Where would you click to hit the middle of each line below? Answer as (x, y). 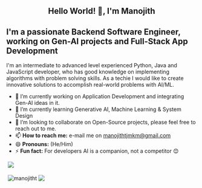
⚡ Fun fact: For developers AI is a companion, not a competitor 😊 (97, 151)
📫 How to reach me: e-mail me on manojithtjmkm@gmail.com (93, 136)
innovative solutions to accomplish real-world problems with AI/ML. (90, 85)
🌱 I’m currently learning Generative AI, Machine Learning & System (98, 109)
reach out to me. (35, 129)
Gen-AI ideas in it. (37, 103)
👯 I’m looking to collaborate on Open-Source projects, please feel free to (105, 123)
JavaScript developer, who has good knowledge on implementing (88, 72)
